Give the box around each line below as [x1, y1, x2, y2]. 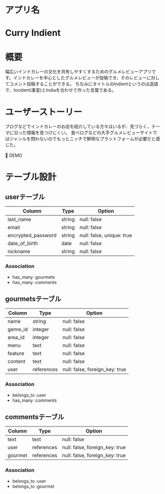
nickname [7, 248, 31, 255]
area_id [7, 334, 25, 341]
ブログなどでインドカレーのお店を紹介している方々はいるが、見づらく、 [5, 124, 152, 130]
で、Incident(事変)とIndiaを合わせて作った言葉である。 [5, 87, 117, 93]
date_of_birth [7, 240, 38, 247]
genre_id [7, 326, 28, 333]
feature [7, 350, 25, 357]
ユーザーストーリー [5, 106, 83, 117]
